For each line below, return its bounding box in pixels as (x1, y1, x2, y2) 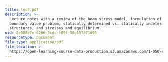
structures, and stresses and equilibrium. (9, 26, 101, 31)
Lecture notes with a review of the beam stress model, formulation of (9, 16, 162, 21)
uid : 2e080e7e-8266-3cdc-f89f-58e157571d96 (5, 30, 97, 35)
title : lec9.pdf (5, 7, 39, 12)
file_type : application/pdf (5, 40, 64, 45)
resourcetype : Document (5, 35, 55, 40)
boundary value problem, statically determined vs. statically (9, 21, 144, 26)
